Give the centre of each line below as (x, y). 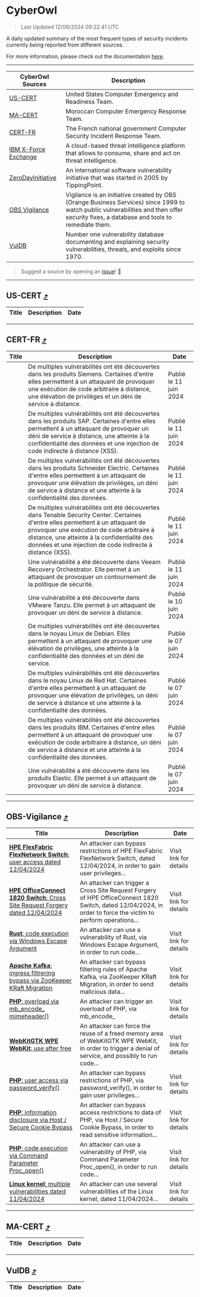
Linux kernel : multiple (40, 1184)
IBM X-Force (27, 149)
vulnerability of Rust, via (113, 937)
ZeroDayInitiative (33, 178)
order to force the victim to (117, 913)
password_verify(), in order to (121, 1088)
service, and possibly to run (118, 1056)
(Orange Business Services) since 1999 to (125, 202)
